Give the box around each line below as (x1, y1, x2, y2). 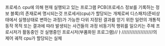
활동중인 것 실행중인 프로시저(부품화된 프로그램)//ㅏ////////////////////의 (22, 29, 158, 35)
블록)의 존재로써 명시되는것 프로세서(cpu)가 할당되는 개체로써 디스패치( (10, 10, 148, 16)
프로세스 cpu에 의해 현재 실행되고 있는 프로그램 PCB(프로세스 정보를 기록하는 (5, 4, 155, 10)
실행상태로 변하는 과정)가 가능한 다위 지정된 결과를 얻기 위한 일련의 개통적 (18, 17, 161, 22)
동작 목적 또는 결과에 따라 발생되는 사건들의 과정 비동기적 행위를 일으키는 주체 (5, 23, 155, 29)
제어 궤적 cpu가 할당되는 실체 (5, 35, 62, 41)
